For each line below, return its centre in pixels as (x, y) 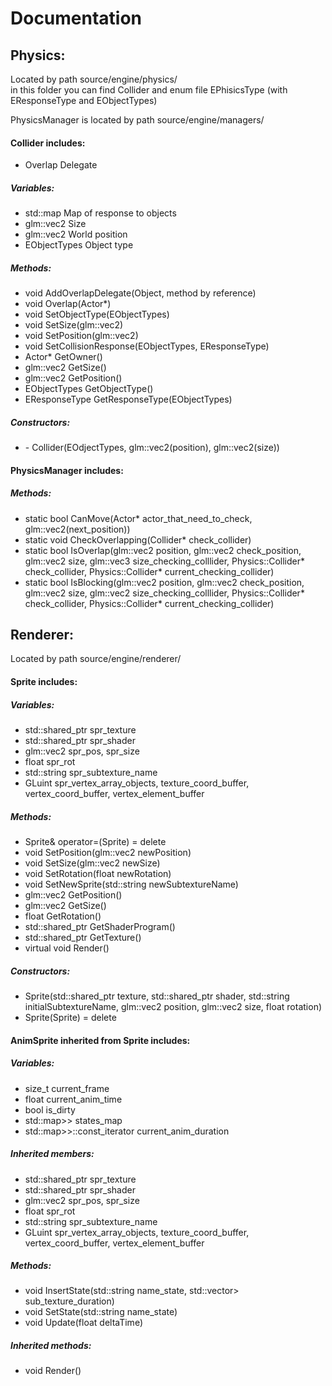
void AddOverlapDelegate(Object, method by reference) (140, 293)
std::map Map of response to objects (100, 213)
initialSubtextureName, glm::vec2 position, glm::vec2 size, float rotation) (173, 1006)
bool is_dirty (50, 1109)
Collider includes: (48, 143)
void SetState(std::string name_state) (101, 1312)
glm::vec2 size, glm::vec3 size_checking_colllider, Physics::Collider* (165, 561)
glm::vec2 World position (76, 234)
